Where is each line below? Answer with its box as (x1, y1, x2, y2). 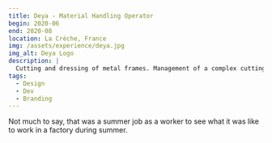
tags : (8, 72, 27, 80)
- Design (15, 79, 45, 87)
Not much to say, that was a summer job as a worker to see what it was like (8, 116, 260, 126)
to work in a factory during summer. (8, 125, 128, 135)
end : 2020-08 (8, 27, 53, 35)
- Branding (15, 95, 53, 103)
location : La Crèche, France (8, 34, 107, 43)
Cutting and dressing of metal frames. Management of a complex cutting (15, 65, 266, 73)
